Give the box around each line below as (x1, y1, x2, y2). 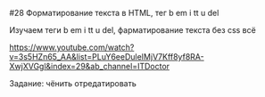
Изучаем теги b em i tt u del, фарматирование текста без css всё (9, 25, 256, 35)
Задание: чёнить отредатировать (9, 78, 137, 88)
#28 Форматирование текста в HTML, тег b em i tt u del (9, 8, 219, 18)
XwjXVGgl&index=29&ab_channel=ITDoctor (9, 61, 170, 71)
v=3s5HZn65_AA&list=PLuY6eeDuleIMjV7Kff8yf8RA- (9, 52, 204, 61)
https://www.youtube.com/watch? (9, 42, 135, 53)
